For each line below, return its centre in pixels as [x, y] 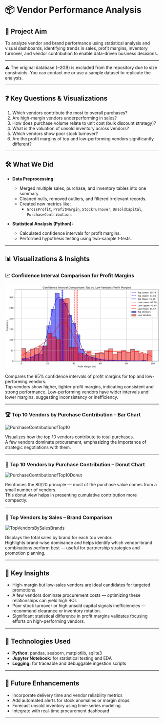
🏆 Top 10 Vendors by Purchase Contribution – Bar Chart [73, 415]
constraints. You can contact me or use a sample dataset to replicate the [78, 73]
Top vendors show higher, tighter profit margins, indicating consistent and [79, 387]
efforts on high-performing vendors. [49, 621]
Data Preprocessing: [33, 179]
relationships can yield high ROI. [44, 601]
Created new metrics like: [45, 203]
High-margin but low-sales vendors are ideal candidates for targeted [81, 585]
